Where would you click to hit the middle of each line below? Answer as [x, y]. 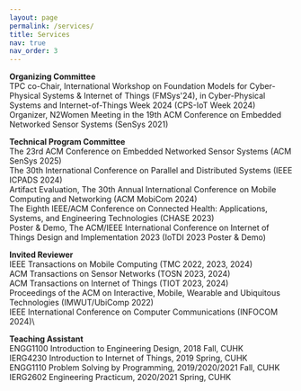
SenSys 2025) [35, 161]
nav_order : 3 [34, 51]
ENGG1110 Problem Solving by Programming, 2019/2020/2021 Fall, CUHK [145, 368]
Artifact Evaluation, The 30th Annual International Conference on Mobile [143, 190]
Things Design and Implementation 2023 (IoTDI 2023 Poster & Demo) [138, 237]
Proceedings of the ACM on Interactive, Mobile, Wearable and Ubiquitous [145, 293]
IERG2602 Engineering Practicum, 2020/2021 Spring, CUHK [120, 378]
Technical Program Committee [67, 142]
